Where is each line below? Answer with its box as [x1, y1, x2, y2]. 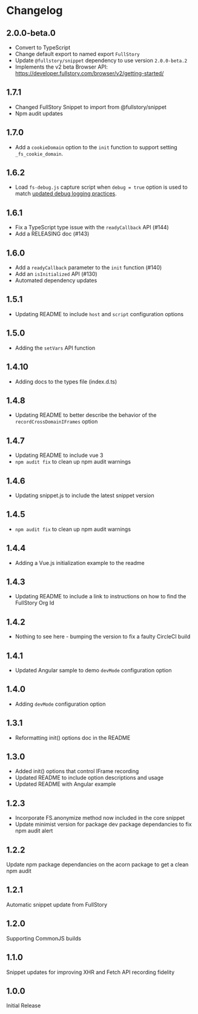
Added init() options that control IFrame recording [15, 768, 139, 775]
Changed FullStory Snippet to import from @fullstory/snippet [15, 103, 167, 110]
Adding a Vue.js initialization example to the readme [15, 559, 145, 566]
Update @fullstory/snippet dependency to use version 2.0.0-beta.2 [15, 57, 188, 64]
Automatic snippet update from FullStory [6, 901, 108, 908]
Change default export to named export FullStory [15, 50, 140, 58]
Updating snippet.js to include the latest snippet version [15, 492, 154, 499]
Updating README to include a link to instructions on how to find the [15, 593, 186, 600]
